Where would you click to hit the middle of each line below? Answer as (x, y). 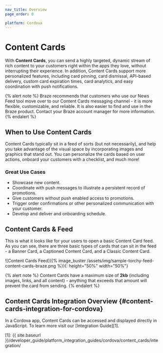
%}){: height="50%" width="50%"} (92, 266)
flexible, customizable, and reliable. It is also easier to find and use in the (78, 106)
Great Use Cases (25, 172)
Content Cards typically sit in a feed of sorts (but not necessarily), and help (81, 144)
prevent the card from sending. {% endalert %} (52, 286)
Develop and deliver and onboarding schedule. (59, 214)
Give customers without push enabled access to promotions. (73, 198)
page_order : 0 (20, 14)
